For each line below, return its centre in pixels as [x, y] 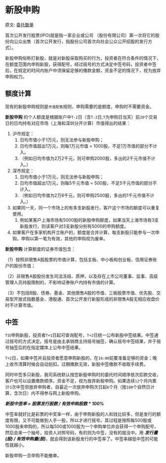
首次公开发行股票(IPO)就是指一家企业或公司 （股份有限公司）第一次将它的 [80, 35]
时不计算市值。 [20, 305]
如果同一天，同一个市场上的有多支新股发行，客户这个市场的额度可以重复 [86, 207]
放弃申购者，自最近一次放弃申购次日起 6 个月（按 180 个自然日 [90, 387]
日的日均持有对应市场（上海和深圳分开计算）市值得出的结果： [68, 123]
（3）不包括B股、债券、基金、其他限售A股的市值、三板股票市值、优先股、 [81, 293]
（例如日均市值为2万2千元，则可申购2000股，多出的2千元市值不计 [87, 158]
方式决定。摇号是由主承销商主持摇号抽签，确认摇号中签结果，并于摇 [91, 341]
